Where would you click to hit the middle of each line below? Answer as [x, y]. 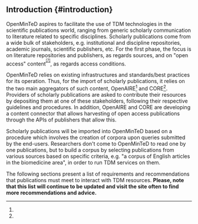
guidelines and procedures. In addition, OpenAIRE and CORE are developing [98, 107]
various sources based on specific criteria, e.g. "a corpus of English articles [98, 156]
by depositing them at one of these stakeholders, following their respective [97, 101]
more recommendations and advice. [52, 193]
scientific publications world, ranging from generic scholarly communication [99, 30]
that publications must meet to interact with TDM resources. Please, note [95, 180]
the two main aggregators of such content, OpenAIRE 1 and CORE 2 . [87, 88]
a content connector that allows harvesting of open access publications [93, 114]
